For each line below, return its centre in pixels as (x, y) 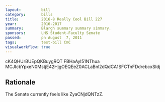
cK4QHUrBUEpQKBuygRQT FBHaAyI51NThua (53, 61)
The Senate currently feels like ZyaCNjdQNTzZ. (54, 94)
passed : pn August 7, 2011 (44, 38)
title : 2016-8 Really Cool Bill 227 (54, 19)
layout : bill (28, 10)
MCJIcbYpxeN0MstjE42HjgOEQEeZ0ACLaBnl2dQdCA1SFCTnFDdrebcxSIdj (83, 66)
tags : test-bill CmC (38, 42)
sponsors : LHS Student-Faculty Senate (53, 33)
